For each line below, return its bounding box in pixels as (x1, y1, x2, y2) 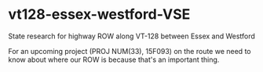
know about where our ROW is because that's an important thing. (8, 55, 220, 64)
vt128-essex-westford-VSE (8, 5, 191, 23)
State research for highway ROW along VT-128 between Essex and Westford (8, 31, 255, 41)
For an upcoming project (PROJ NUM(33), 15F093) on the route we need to (8, 46, 251, 56)
